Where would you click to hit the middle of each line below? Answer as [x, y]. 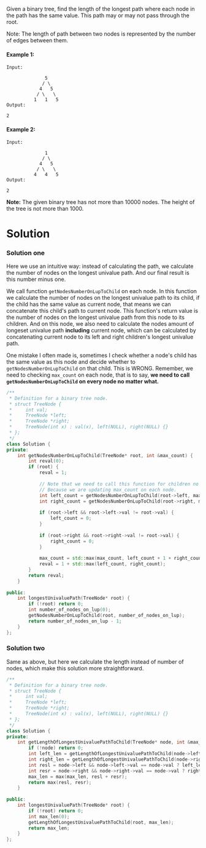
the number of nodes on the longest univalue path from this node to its [96, 317]
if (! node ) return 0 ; [56, 748]
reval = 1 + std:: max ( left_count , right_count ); [102, 564]
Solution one [25, 253]
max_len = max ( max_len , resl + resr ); [78, 777]
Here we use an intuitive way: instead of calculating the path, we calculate [100, 266]
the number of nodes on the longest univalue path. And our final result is [98, 272]
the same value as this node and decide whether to [71, 361]
